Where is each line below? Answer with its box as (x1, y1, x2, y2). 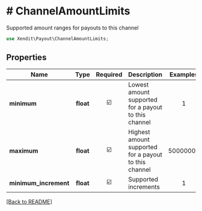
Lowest (128, 80, 149, 88)
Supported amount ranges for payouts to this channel (6, 24, 139, 31)
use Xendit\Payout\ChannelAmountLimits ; (6, 35, 109, 41)
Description (128, 70, 162, 79)
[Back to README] (6, 198, 52, 205)
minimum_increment (9, 179, 70, 187)
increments (128, 182, 161, 191)
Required (96, 70, 123, 79)
